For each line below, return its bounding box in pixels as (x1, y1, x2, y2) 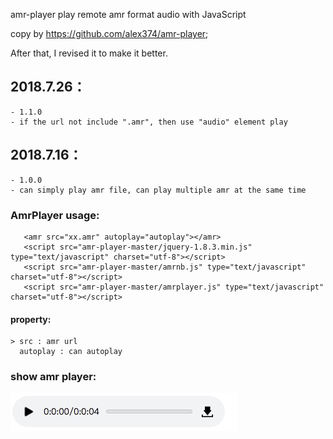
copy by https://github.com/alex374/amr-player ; (10, 28, 209, 39)
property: (10, 313, 52, 325)
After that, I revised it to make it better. (10, 47, 168, 59)
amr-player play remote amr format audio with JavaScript (10, 9, 247, 20)
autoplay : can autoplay (19, 347, 123, 357)
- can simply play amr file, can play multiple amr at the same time (10, 185, 307, 195)
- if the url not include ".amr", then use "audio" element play (10, 117, 288, 127)
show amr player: (10, 370, 97, 384)
